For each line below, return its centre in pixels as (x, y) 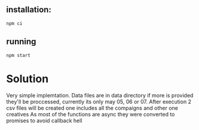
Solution (27, 79)
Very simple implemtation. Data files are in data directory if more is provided (100, 95)
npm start (19, 55)
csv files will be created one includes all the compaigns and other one (92, 108)
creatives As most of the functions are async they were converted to (91, 114)
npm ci (14, 23)
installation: (29, 10)
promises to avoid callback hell (44, 121)
